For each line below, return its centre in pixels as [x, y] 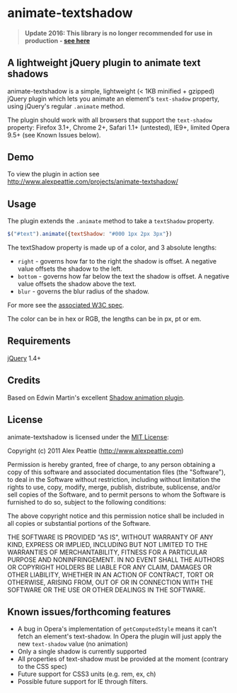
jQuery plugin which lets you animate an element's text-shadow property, [113, 98]
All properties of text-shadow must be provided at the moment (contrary [123, 659]
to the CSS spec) [42, 667]
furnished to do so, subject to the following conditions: [87, 502]
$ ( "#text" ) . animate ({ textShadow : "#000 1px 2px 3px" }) [90, 234]
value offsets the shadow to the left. [70, 269]
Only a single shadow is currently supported [82, 652]
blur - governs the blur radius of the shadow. [83, 291]
